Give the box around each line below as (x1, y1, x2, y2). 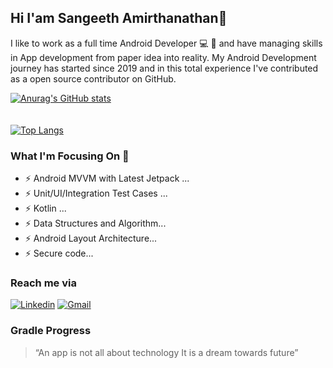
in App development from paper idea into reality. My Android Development (10, 51, 317, 63)
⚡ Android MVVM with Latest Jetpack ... (24, 172, 190, 185)
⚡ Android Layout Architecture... (24, 232, 158, 245)
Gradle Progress (10, 324, 92, 338)
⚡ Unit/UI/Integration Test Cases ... (24, 187, 168, 200)
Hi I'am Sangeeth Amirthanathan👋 (10, 10, 228, 27)
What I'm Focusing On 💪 (10, 149, 130, 163)
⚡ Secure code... (24, 247, 94, 260)
